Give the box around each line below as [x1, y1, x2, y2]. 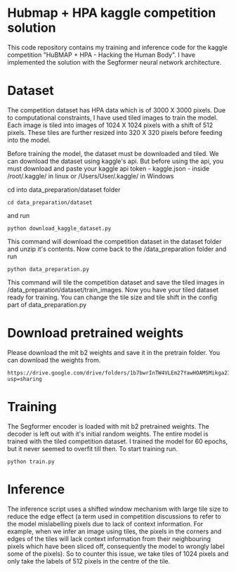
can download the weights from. [7, 356, 101, 364]
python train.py [7, 458, 55, 465]
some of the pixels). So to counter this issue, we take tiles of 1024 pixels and [7, 550, 229, 558]
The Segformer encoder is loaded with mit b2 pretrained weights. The [7, 422, 209, 430]
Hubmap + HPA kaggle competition [7, 5, 216, 21]
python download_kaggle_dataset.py [7, 225, 112, 232]
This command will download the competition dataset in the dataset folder [7, 237, 222, 245]
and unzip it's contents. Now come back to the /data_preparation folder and [7, 245, 227, 253]
